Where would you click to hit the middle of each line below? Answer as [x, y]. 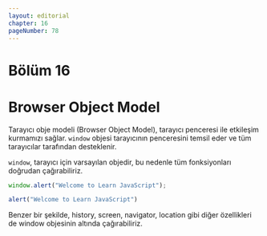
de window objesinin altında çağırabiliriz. [75, 224]
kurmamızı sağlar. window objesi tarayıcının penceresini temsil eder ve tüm [130, 138]
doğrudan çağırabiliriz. [46, 170]
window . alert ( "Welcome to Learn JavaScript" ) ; [87, 185]
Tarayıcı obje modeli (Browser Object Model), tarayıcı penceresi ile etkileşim [133, 129]
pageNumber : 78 [34, 31]
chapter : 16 [28, 23]
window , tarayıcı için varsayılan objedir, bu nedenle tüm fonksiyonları [120, 162]
